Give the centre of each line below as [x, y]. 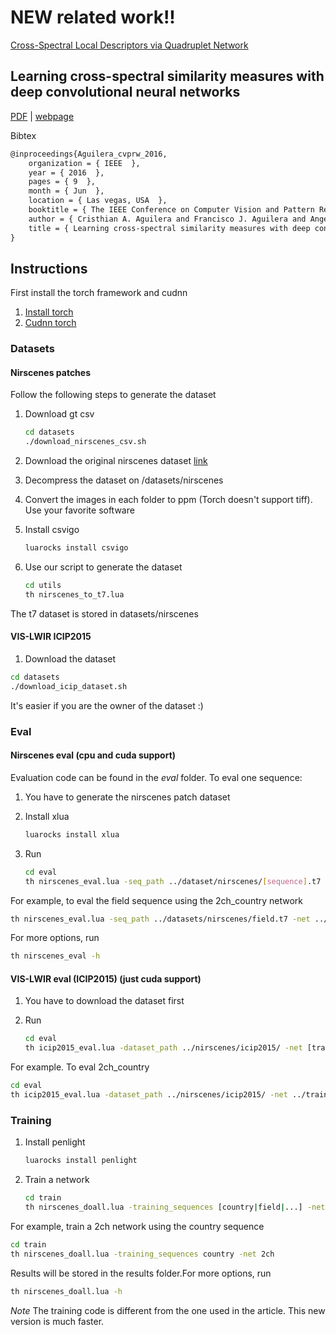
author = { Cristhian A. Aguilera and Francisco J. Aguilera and [167, 219]
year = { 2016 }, [66, 172]
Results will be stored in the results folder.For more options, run [141, 1273]
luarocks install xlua [72, 834]
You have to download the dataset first [104, 1001]
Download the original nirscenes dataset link [116, 461]
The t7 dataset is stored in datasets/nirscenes [104, 613]
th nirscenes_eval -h [55, 956]
